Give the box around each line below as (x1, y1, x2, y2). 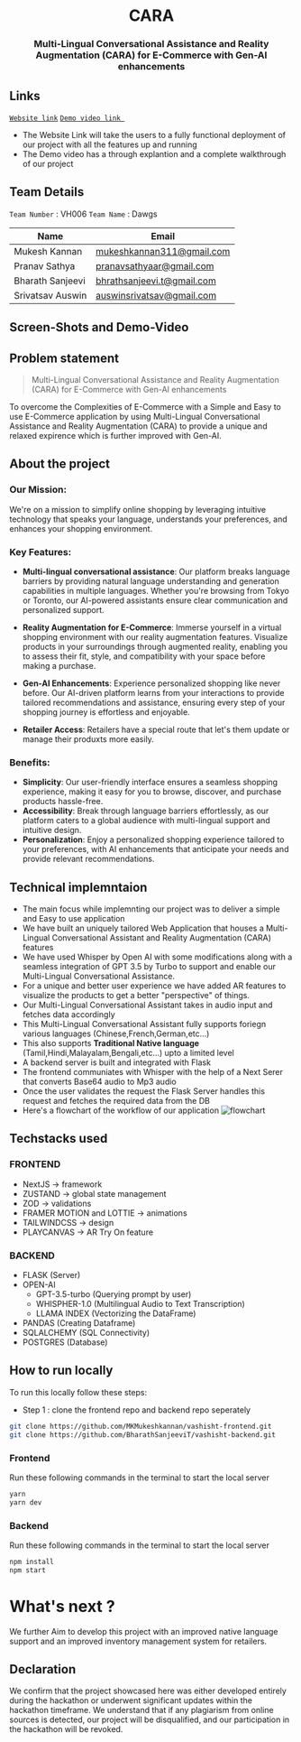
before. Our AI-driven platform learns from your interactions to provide (22, 687, 285, 698)
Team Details (9, 184, 85, 199)
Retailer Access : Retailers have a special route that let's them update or (22, 724, 290, 735)
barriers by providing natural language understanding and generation (22, 575, 279, 587)
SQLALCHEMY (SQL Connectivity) (22, 1328, 150, 1339)
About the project (9, 457, 111, 472)
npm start (9, 1565, 47, 1575)
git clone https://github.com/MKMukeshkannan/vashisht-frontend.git (9, 1422, 272, 1431)
